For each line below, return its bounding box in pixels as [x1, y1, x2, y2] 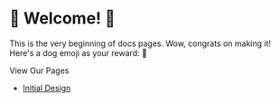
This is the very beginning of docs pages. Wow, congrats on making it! [9, 38, 272, 49]
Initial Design [22, 82, 71, 93]
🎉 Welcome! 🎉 [9, 8, 116, 29]
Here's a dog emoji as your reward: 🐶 [9, 47, 147, 58]
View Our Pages [9, 65, 70, 76]
